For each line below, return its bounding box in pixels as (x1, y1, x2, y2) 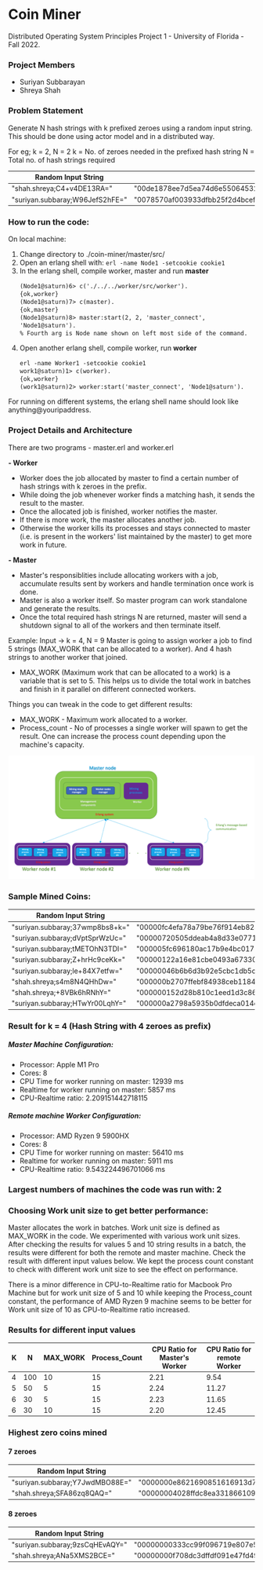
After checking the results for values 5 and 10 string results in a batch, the (8, 1239, 247, 1250)
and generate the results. (19, 603, 101, 613)
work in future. (19, 540, 67, 549)
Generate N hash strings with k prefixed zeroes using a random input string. (8, 123, 253, 133)
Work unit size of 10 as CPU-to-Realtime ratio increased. (8, 1305, 190, 1315)
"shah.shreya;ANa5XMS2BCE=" (11, 1551, 115, 1561)
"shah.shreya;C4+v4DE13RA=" (11, 184, 113, 193)
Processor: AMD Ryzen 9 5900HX (19, 1131, 130, 1140)
